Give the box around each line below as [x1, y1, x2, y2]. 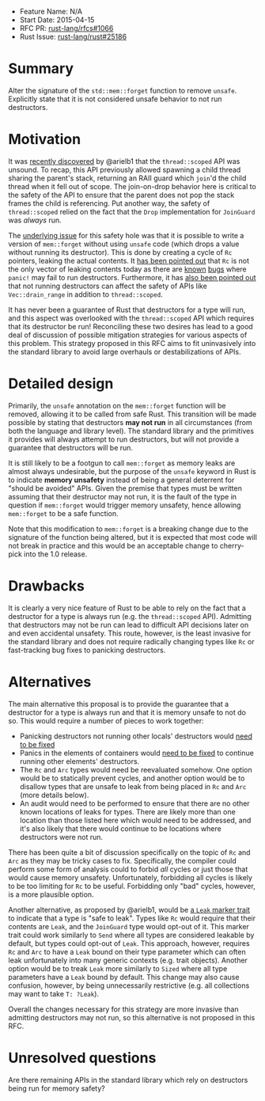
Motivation [8, 131, 81, 149]
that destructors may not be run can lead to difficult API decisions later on [8, 620, 249, 629]
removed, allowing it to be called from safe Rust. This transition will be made [8, 409, 257, 419]
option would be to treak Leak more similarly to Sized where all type [8, 963, 228, 973]
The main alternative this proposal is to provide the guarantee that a [8, 699, 229, 708]
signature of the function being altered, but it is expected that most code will [8, 532, 257, 541]
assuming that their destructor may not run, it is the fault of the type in [8, 492, 237, 501]
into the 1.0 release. [23, 549, 88, 559]
